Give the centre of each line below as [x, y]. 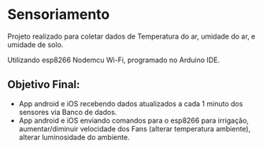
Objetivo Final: [44, 85]
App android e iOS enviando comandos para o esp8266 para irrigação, [134, 120]
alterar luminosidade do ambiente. [74, 137]
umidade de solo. [35, 44]
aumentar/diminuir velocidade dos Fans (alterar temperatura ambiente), [135, 128]
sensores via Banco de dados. [68, 112]
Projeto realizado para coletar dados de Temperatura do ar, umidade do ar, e [131, 36]
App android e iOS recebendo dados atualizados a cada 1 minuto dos [131, 103]
